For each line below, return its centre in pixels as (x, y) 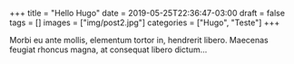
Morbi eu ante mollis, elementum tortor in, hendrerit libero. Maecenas (139, 40)
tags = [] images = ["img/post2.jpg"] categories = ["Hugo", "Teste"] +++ (145, 23)
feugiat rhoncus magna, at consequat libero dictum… (108, 50)
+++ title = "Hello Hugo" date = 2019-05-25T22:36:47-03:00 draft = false (147, 13)
